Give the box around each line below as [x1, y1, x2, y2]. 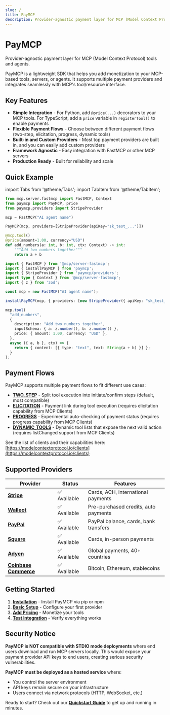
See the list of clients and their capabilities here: [5, 439, 106, 446]
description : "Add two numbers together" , [14, 322, 105, 327]
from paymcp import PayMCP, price [5, 201, 78, 206]
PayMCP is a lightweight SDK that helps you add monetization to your [5, 71, 150, 77]
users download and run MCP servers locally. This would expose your [5, 648, 151, 655]
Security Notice [5, 630, 56, 638]
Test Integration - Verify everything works [12, 615, 101, 621]
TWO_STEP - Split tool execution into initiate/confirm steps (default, [12, 392, 154, 398]
